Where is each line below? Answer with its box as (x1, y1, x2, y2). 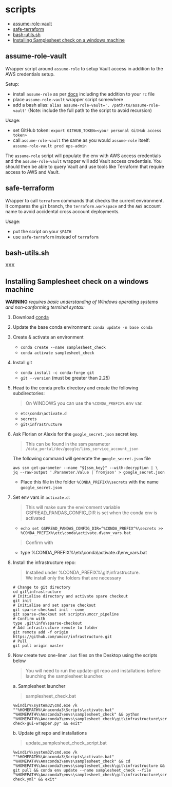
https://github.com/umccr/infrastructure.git (12, 634, 112, 640)
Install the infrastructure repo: (12, 559, 76, 566)
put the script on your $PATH (12, 228, 72, 234)
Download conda (12, 314, 49, 321)
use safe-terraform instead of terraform (12, 234, 99, 240)
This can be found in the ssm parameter (25, 441, 110, 447)
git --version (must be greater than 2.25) (20, 375, 110, 381)
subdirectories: (12, 390, 45, 397)
